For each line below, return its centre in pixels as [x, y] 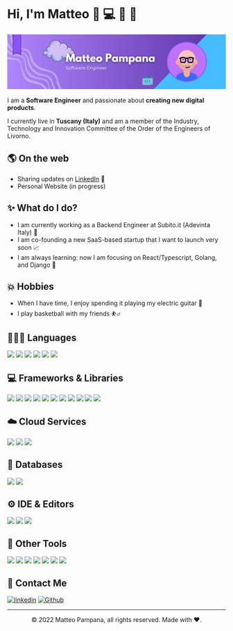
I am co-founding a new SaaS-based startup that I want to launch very [118, 239]
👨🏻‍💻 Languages [42, 337]
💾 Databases [35, 465]
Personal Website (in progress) [61, 186]
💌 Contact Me [37, 583]
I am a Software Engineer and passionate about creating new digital [106, 100]
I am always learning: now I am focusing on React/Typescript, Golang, [117, 257]
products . [21, 107]
